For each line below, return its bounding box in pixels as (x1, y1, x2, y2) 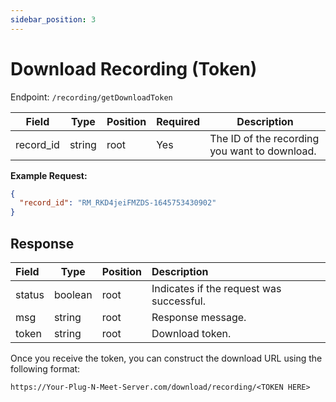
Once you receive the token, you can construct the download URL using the (10, 352, 323, 364)
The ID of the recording (209, 131, 320, 145)
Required (156, 114, 201, 128)
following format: (10, 363, 81, 375)
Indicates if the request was (151, 282, 282, 295)
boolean (53, 288, 93, 301)
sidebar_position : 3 (10, 14, 97, 25)
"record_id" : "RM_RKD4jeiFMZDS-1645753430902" (19, 198, 217, 208)
